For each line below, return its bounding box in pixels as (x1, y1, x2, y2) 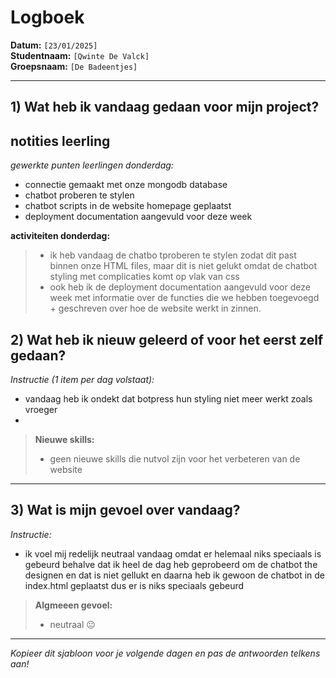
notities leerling (10, 132, 111, 150)
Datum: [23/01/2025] (10, 39, 98, 51)
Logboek (10, 6, 85, 29)
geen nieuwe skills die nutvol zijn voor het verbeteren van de (49, 452, 301, 465)
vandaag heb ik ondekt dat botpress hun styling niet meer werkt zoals (24, 392, 313, 405)
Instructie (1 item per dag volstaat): (10, 373, 155, 385)
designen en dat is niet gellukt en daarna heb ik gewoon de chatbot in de (24, 569, 326, 581)
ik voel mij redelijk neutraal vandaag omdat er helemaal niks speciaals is (24, 547, 322, 560)
